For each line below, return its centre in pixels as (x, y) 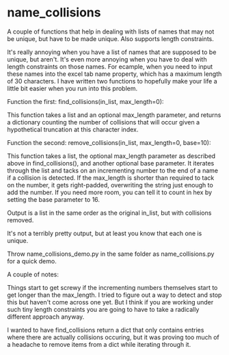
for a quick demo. (32, 261)
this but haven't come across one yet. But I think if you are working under (110, 302)
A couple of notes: (33, 274)
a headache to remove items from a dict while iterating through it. (99, 344)
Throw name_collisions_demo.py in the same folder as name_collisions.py (111, 254)
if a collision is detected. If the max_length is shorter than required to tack (111, 177)
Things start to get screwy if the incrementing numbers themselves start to (112, 287)
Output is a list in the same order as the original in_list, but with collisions (109, 213)
